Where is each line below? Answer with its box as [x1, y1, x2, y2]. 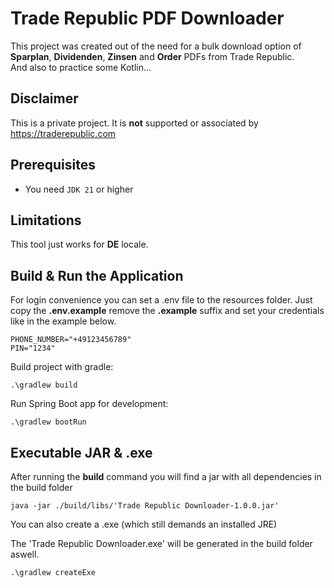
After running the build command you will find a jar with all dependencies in [10, 471, 322, 482]
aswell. [10, 548, 40, 560]
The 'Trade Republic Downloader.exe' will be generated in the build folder [10, 538, 313, 549]
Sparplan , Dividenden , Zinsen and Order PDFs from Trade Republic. [10, 50, 295, 62]
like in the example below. [10, 315, 117, 327]
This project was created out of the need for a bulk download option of [10, 40, 302, 52]
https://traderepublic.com [10, 127, 117, 139]
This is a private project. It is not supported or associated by [10, 117, 259, 129]
